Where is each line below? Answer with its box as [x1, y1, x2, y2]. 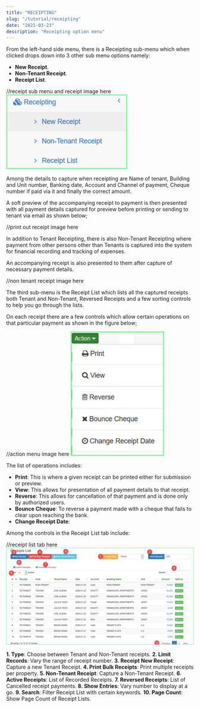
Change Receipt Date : [14, 518, 70, 525]
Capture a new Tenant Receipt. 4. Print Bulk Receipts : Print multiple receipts [6, 663, 194, 671]
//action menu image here [6, 451, 70, 458]
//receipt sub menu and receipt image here [6, 88, 111, 95]
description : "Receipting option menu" [6, 29, 105, 35]
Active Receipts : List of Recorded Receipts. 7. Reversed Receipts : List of [6, 676, 186, 684]
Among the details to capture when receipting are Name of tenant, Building [6, 175, 190, 182]
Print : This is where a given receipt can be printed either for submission [14, 473, 192, 481]
